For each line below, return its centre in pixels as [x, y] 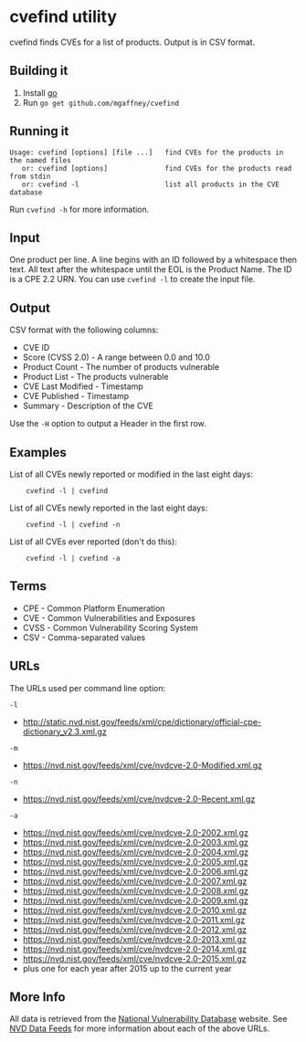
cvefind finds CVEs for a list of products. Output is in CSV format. [132, 42]
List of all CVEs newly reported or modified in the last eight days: [132, 474]
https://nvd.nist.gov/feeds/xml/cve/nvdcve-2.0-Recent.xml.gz [139, 799]
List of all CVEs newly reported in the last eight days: [109, 508]
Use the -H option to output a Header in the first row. [108, 424]
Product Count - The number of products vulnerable [121, 367]
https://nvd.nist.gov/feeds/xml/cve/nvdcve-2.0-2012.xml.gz [135, 930]
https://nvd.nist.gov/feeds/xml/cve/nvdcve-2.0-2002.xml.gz [136, 832]
